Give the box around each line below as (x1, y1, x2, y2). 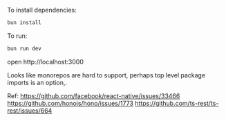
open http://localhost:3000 (7, 57, 84, 66)
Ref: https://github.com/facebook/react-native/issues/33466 (7, 91, 180, 100)
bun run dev (7, 45, 41, 52)
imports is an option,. (7, 78, 68, 86)
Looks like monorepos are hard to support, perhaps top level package (7, 71, 206, 79)
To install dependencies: (7, 6, 77, 14)
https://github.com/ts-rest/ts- (134, 99, 219, 107)
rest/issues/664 (7, 106, 53, 115)
